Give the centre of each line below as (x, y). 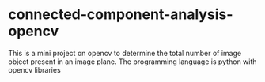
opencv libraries (34, 69)
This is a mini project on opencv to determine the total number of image (125, 53)
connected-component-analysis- (121, 15)
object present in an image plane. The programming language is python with (132, 61)
